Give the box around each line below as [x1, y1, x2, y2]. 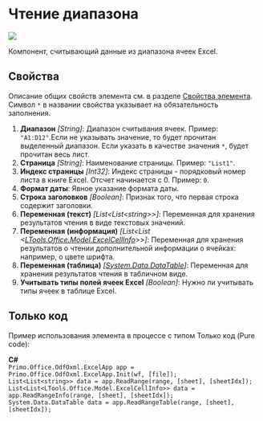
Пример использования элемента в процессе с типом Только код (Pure [8, 330, 255, 340]
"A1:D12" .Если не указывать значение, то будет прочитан [19, 132, 216, 141]
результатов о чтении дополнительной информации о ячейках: [19, 243, 237, 253]
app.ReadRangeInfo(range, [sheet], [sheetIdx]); [8, 391, 174, 399]
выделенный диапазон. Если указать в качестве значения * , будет [19, 141, 249, 150]
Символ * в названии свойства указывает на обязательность [8, 100, 219, 109]
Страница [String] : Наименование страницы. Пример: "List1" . [19, 157, 236, 167]
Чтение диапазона [8, 5, 139, 23]
